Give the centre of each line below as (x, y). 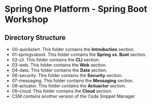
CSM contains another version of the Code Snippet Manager (73, 96)
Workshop (26, 19)
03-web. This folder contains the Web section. (59, 65)
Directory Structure (35, 38)
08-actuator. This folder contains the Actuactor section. (69, 86)
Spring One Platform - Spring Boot (76, 9)
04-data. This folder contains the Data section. (59, 70)
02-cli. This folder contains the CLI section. (56, 60)
